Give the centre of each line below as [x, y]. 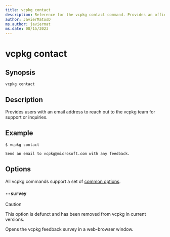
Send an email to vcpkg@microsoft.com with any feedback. [68, 153]
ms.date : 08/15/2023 [27, 29]
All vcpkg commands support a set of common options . [63, 181]
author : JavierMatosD [28, 19]
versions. [15, 219]
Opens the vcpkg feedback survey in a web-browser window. [69, 229]
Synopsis [20, 72]
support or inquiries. [27, 117]
